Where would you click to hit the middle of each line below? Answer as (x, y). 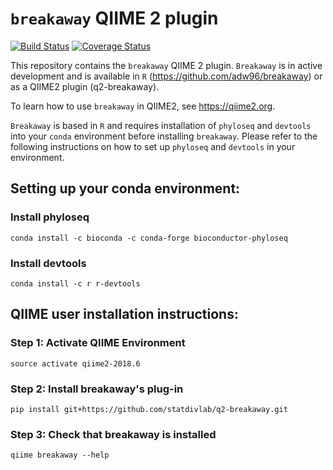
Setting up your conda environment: (125, 188)
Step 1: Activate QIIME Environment (98, 343)
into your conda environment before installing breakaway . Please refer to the (164, 136)
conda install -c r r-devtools (75, 283)
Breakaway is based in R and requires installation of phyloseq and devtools (161, 125)
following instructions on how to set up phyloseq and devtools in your (153, 146)
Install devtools (48, 263)
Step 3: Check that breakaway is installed (113, 434)
